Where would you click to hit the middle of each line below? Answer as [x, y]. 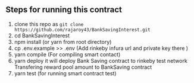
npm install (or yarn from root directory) [63, 41]
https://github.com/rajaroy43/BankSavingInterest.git [82, 30]
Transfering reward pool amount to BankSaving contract [83, 67]
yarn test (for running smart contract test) [65, 73]
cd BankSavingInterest [42, 36]
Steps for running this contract [64, 10]
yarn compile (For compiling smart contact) [67, 54]
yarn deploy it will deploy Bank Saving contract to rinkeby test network [101, 60]
